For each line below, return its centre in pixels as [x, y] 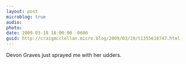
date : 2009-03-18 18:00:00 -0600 [47, 33]
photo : [14, 28]
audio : [14, 22]
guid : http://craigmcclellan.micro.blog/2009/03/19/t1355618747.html [93, 38]
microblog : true [26, 17]
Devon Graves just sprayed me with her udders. [64, 55]
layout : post [22, 11]
